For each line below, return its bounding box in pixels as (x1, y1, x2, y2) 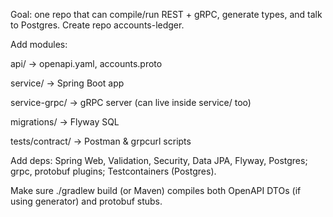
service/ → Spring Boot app (10, 77, 125, 89)
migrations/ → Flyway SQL (10, 116, 120, 128)
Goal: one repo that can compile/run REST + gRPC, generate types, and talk (10, 9, 323, 20)
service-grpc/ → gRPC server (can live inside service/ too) (10, 97, 252, 108)
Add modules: (10, 39, 68, 50)
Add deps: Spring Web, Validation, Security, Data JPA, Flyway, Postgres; (10, 155, 308, 166)
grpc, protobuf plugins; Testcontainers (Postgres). (10, 165, 217, 177)
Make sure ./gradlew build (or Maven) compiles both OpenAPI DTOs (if (10, 185, 302, 196)
